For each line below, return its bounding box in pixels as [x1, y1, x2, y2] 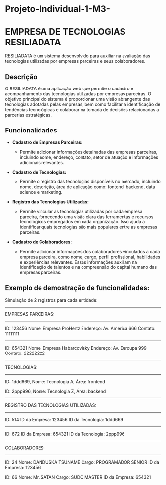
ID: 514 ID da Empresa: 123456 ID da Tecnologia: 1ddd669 [5, 416, 124, 422]
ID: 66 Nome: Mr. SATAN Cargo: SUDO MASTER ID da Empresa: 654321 [5, 474, 151, 480]
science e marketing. [19, 189, 63, 195]
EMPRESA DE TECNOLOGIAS [5, 26, 126, 38]
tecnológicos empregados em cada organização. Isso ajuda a [19, 219, 145, 224]
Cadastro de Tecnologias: [12, 169, 67, 175]
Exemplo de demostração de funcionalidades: [5, 284, 150, 292]
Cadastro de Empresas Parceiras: [12, 139, 83, 145]
